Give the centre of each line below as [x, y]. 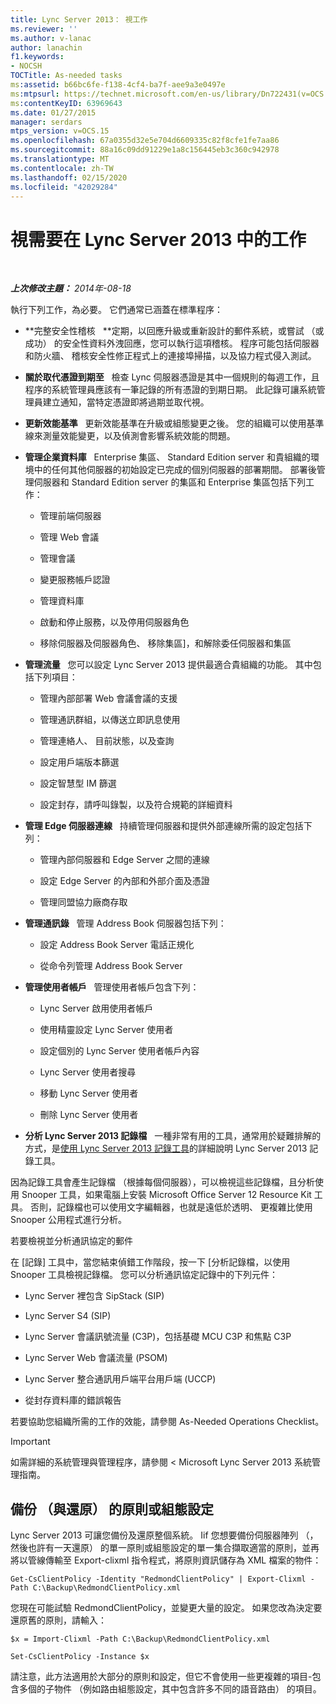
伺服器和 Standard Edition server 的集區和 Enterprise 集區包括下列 [170, 482]
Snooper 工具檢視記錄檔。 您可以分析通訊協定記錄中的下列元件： [144, 1275]
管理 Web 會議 [69, 537]
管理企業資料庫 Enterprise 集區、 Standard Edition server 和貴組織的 [167, 457]
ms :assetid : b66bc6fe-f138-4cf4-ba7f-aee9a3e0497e [118, 85]
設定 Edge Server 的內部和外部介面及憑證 [124, 881]
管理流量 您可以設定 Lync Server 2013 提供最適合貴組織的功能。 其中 [168, 665]
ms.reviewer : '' [44, 29]
